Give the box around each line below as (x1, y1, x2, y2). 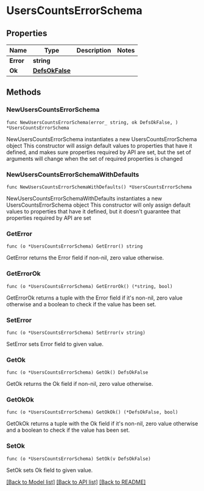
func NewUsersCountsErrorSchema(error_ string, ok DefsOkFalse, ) (6, 119, 178, 125)
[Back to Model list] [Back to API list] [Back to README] (6, 478, 146, 485)
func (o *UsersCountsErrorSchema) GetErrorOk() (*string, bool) (6, 283, 173, 289)
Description (76, 46, 111, 54)
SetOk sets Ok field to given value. (6, 466, 93, 474)
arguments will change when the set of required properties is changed (6, 155, 183, 162)
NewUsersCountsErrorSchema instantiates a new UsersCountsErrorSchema (6, 135, 197, 142)
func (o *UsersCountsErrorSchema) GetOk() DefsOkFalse (6, 369, 149, 376)
